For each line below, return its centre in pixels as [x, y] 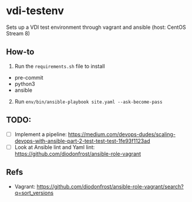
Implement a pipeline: [41, 134]
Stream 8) [18, 33]
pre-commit [29, 77]
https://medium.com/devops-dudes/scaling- [122, 134]
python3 [25, 84]
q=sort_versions [34, 193]
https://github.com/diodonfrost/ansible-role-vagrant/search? [110, 186]
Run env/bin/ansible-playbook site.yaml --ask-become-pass [88, 101]
